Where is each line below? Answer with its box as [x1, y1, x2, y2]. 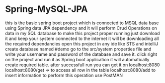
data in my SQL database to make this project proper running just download [5, 30, 160, 36]
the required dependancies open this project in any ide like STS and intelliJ [5, 41, 159, 46]
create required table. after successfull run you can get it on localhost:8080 [5, 62, 160, 68]
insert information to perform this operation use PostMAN [5, 72, 123, 78]
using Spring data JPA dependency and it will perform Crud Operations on [5, 25, 158, 31]
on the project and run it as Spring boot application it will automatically [5, 56, 150, 62]
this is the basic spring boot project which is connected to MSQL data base [5, 20, 159, 26]
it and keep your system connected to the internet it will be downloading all [5, 36, 159, 41]
